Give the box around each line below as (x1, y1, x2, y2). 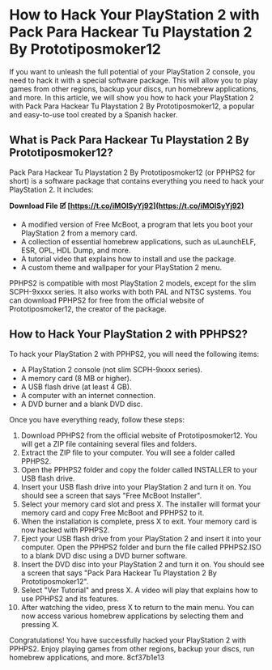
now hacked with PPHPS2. (20, 524, 110, 535)
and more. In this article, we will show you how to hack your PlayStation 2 (9, 92, 254, 102)
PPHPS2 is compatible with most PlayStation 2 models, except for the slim (9, 278, 257, 288)
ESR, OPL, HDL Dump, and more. (20, 245, 131, 255)
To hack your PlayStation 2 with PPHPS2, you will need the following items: (9, 349, 260, 358)
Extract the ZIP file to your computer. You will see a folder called (20, 447, 236, 457)
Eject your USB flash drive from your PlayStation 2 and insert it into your (20, 533, 261, 543)
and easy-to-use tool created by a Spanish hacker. (9, 109, 178, 119)
